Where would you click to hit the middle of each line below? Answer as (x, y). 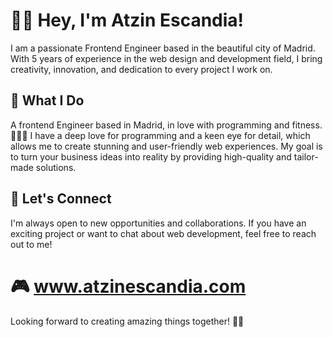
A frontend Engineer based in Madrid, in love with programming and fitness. (166, 125)
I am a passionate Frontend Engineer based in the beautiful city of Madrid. (163, 48)
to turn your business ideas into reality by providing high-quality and (151, 156)
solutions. (56, 167)
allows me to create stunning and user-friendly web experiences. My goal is (166, 146)
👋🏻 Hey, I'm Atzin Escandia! (127, 20)
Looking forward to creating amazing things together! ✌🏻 (127, 321)
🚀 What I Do (47, 100)
